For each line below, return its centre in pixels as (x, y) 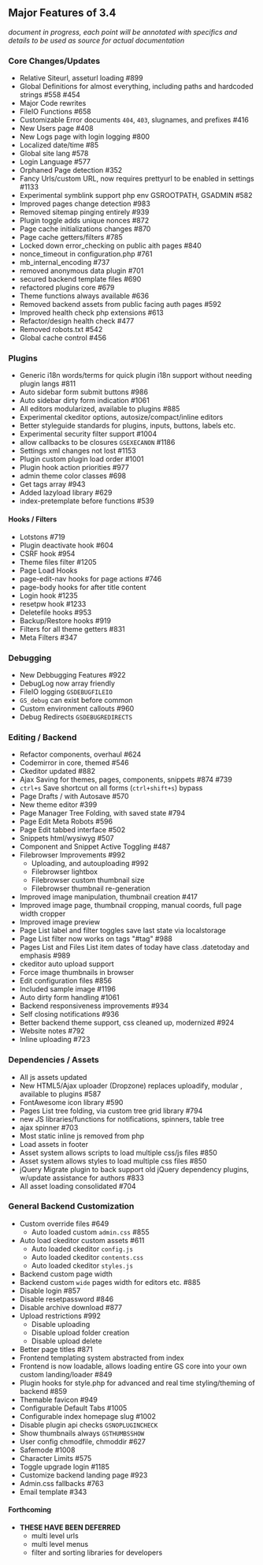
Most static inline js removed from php (82, 1136)
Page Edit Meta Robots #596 (66, 822)
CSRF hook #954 (47, 553)
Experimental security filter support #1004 (88, 434)
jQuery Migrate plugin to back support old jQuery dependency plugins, (134, 1169)
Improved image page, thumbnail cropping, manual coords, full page (131, 906)
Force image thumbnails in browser (77, 973)
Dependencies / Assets (54, 1060)
